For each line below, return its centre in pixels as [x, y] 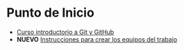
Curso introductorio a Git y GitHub [65, 32]
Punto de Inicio [50, 13]
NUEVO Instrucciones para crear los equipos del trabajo [97, 39]
